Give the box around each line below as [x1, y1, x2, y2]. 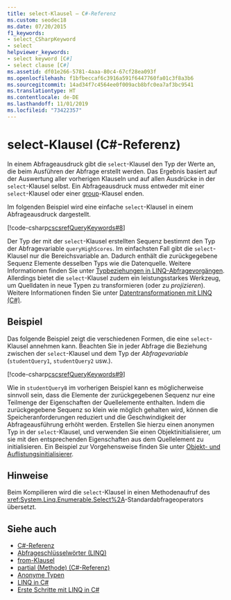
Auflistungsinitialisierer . [7, 449, 74, 458]
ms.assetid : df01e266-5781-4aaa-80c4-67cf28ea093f [7, 68, 157, 75]
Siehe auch [7, 523, 57, 535]
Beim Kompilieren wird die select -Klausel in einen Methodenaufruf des [7, 488, 210, 497]
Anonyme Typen [17, 571, 65, 579]
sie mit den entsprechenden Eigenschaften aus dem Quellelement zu [7, 435, 204, 443]
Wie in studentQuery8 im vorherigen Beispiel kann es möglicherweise [7, 383, 204, 392]
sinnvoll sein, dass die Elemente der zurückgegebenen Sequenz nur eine [7, 391, 216, 399]
